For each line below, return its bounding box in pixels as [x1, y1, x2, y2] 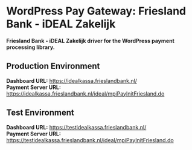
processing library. [6, 44, 56, 51]
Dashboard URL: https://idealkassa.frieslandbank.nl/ [6, 77, 138, 84]
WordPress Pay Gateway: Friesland [6, 4, 186, 18]
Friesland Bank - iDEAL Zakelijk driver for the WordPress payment [6, 37, 175, 44]
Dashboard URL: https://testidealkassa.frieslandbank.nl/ [6, 123, 147, 131]
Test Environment [6, 108, 74, 118]
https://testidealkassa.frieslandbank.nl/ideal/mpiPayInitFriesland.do [6, 136, 174, 143]
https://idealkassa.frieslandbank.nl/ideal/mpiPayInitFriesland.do [6, 90, 165, 97]
